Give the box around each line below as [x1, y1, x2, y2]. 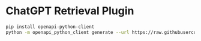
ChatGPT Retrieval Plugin [5, 4, 134, 18]
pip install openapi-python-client [5, 24, 95, 30]
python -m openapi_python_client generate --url [5, 29, 130, 35]
